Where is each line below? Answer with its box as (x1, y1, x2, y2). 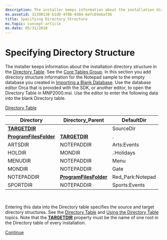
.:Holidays (112, 150, 136, 157)
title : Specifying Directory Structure (5, 16, 88, 21)
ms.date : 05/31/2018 (5, 26, 48, 31)
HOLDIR (7, 150, 26, 157)
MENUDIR (7, 158, 31, 164)
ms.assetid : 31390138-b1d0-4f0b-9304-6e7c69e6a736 (5, 12, 112, 17)
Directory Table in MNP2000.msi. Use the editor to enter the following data (5, 90, 158, 96)
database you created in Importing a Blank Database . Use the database (5, 80, 151, 85)
